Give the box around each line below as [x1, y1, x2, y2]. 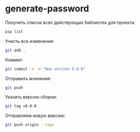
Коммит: [5, 57, 23, 63]
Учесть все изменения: [5, 38, 55, 44]
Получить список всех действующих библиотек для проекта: [5, 19, 136, 25]
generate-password [5, 3, 89, 14]
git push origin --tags [5, 123, 55, 128]
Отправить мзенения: [5, 75, 51, 81]
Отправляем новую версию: [5, 113, 66, 119]
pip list [5, 29, 23, 34]
